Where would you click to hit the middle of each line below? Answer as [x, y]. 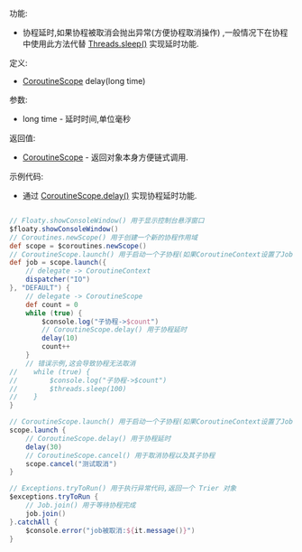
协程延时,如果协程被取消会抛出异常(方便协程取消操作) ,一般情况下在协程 [155, 33]
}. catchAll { [34, 522]
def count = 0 [52, 304]
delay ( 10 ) [60, 338]
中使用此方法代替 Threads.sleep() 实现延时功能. [111, 44]
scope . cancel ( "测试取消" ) [71, 463]
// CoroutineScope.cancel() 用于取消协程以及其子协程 [120, 455]
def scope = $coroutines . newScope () [78, 246]
